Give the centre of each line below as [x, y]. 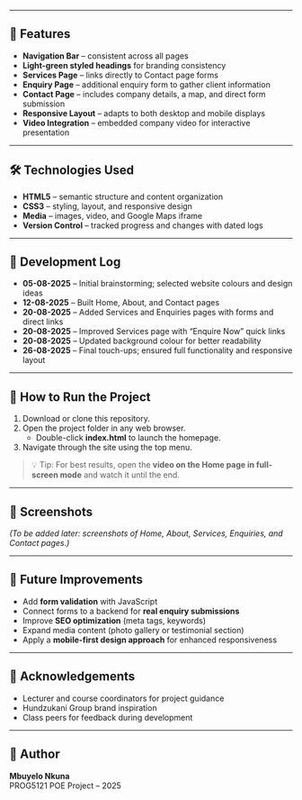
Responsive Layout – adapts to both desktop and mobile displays [144, 113]
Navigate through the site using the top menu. [107, 448]
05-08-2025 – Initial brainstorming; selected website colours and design [157, 284]
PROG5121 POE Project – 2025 [65, 786]
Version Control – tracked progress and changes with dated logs [142, 225]
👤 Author [35, 755]
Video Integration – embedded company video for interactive [136, 123]
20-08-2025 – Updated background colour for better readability [142, 341]
